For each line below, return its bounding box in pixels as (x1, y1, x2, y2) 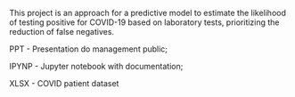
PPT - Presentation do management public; (9, 44, 168, 54)
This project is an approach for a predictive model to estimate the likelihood (9, 8, 287, 18)
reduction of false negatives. (9, 27, 114, 36)
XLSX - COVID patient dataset (9, 78, 119, 88)
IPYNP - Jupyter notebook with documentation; (9, 61, 184, 71)
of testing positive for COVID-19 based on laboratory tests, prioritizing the (9, 17, 280, 28)
